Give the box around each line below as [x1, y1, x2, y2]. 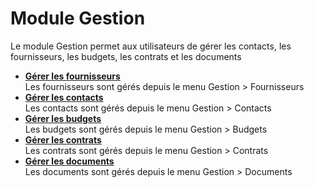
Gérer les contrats [24, 133, 102, 146]
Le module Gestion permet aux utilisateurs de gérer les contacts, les [10, 40, 292, 52]
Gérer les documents [24, 155, 115, 167]
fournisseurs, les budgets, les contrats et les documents [10, 50, 242, 62]
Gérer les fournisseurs [24, 70, 121, 82]
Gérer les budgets [24, 112, 102, 124]
